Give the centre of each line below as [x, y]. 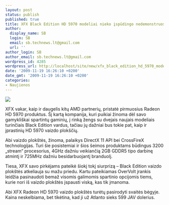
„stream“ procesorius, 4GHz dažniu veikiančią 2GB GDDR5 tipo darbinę [79, 151]
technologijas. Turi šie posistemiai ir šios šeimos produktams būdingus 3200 [84, 145]
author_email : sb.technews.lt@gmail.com [48, 57]
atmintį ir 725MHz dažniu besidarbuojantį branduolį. [59, 156]
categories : [18, 80]
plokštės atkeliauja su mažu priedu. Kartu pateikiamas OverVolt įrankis [78, 171]
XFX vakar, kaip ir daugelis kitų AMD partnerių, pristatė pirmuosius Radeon [82, 109]
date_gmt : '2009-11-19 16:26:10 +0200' [47, 76]
